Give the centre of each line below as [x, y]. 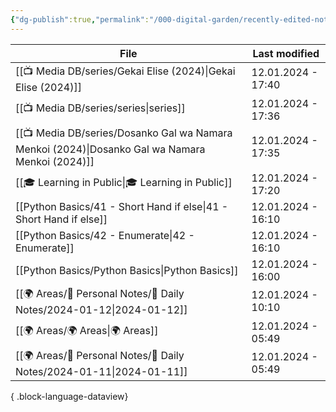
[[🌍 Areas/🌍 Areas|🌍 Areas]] [87, 331]
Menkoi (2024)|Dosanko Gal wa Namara [110, 149]
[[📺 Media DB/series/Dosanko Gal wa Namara [124, 133]
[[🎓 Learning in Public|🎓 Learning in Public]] [124, 183]
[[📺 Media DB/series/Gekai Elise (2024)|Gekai [125, 71]
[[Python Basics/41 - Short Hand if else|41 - [122, 206]
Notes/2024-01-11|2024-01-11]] [101, 371]
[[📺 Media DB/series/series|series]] [100, 108]
